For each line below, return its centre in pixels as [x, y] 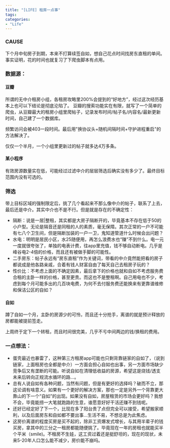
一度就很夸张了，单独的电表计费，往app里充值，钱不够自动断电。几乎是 [88, 246]
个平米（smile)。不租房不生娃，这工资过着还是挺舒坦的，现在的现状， [85, 434]
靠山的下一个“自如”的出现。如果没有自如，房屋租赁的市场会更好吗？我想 [88, 396]
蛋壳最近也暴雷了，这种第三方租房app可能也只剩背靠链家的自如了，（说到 [89, 358]
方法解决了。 [18, 135]
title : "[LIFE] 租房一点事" [33, 10]
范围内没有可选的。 [25, 177]
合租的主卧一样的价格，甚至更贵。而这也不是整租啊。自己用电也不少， [86, 277]
